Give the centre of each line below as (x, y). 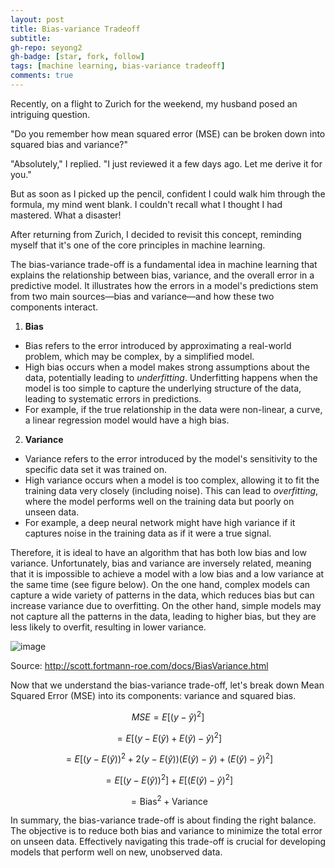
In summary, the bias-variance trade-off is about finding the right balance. (163, 820)
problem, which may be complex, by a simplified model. (139, 356)
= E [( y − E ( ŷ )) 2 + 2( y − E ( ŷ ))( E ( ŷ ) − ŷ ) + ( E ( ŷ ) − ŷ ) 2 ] (169, 758)
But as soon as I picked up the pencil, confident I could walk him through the (168, 193)
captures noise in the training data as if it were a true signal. (148, 533)
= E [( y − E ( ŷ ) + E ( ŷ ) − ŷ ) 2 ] (169, 737)
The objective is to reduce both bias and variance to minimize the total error (166, 831)
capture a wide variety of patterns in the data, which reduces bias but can (162, 595)
